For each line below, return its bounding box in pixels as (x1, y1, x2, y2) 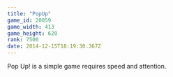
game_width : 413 (7, 23, 54, 30)
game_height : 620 (7, 29, 58, 37)
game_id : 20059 (7, 17, 52, 24)
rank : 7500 (7, 36, 39, 43)
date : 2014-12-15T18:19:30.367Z (7, 43, 101, 50)
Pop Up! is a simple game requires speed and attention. (7, 62, 167, 70)
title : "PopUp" (7, 10, 52, 17)
